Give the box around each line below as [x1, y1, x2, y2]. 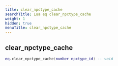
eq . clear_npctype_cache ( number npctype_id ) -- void [5, 56, 113, 61]
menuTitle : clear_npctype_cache [5, 25, 71, 30]
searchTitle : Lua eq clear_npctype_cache [5, 12, 91, 17]
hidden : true [5, 21, 32, 26]
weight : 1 [5, 16, 26, 21]
